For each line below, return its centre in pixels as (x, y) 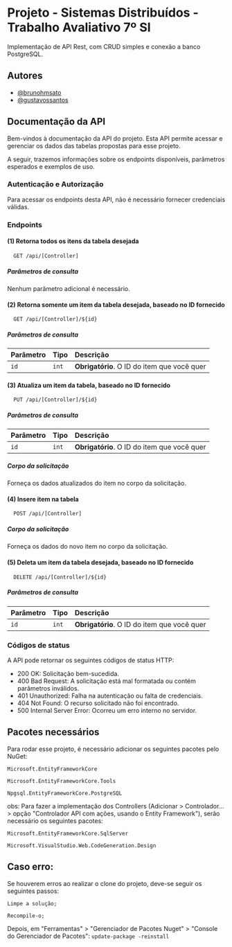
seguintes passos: (33, 891)
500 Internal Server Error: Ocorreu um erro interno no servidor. (107, 710)
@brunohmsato (39, 92)
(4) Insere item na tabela (43, 499)
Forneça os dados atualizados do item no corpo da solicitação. (97, 484)
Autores (25, 76)
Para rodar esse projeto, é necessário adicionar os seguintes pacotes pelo (113, 749)
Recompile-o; (26, 916)
